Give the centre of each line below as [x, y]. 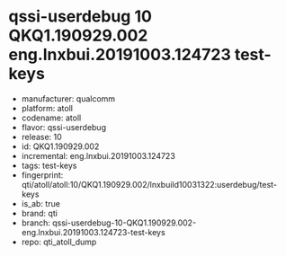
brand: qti [39, 213]
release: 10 [41, 137]
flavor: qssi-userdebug [64, 127]
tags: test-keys [49, 165]
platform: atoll [47, 108]
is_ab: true [40, 203]
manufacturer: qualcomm [68, 98]
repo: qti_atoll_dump [59, 242]
